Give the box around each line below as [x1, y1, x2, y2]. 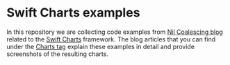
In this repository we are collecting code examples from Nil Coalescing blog [6, 28, 223, 36]
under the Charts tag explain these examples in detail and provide [6, 42, 195, 50]
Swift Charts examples [6, 5, 140, 21]
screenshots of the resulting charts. [6, 50, 109, 58]
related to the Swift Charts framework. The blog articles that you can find [6, 35, 216, 43]
